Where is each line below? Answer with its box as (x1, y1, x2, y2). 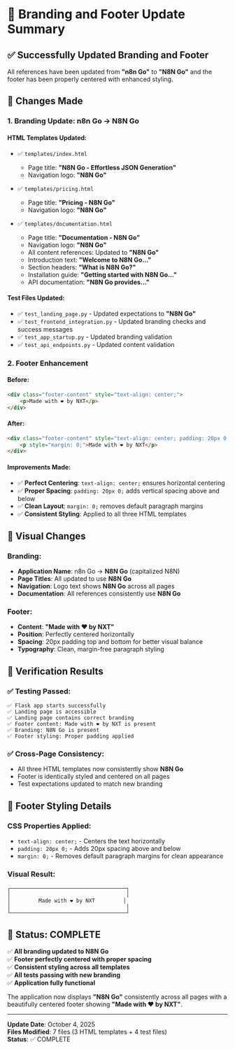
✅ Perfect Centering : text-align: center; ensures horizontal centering (17, 479, 225, 487)
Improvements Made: (7, 463, 71, 471)
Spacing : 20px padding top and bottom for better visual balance (17, 638, 204, 646)
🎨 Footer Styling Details (7, 800, 112, 812)
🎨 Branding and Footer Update (7, 6, 185, 22)
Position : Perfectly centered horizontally (17, 630, 135, 639)
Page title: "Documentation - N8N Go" (27, 233, 141, 241)
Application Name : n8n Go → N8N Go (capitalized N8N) (17, 567, 180, 576)
